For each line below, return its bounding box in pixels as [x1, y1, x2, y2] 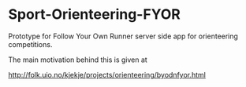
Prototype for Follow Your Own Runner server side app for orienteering [8, 31, 239, 41]
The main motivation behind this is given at [8, 55, 147, 64]
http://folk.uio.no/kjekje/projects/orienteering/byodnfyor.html [8, 70, 207, 79]
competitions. [8, 39, 53, 49]
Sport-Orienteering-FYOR [8, 5, 181, 24]
